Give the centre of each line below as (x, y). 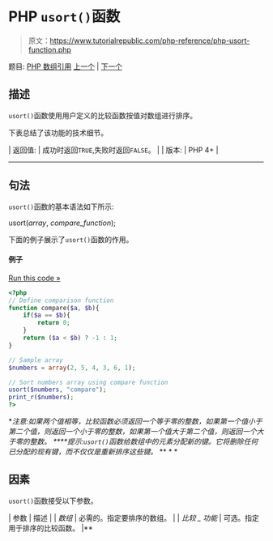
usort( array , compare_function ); (62, 223)
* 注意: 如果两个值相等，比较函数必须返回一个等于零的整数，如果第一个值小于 (136, 421)
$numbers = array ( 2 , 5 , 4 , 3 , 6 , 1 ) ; (72, 368)
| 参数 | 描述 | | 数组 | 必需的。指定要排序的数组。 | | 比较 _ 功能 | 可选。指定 (134, 518)
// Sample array (36, 360)
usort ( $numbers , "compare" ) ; (58, 390)
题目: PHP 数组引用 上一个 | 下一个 (66, 66)
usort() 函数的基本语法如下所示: (62, 207)
